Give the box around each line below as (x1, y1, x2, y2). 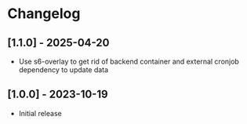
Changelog (7, 5, 81, 23)
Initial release (18, 108, 62, 118)
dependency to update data (18, 65, 109, 75)
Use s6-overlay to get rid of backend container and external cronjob (18, 57, 240, 66)
